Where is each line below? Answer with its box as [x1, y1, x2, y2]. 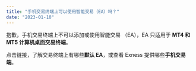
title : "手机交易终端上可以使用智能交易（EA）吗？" [6, 8, 120, 15]
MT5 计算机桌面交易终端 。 [6, 38, 71, 46]
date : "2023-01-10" [6, 14, 55, 20]
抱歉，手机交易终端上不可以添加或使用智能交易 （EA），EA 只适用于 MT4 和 [6, 31, 191, 38]
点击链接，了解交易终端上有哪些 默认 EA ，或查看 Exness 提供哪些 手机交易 [6, 51, 186, 58]
